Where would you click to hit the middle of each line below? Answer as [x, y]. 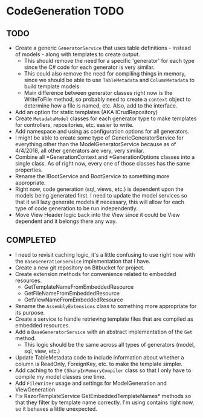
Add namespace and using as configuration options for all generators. [102, 131]
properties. [29, 170]
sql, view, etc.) [42, 351]
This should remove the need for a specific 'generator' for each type [109, 61]
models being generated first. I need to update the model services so [101, 195]
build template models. [53, 86]
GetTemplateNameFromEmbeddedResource [79, 287]
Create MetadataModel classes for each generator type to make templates [106, 118]
